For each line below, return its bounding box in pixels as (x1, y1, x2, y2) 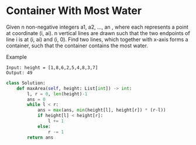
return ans (27, 134, 54, 140)
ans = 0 (27, 96, 46, 102)
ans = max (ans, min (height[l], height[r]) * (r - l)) (37, 107, 166, 113)
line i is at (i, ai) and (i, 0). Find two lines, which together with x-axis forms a (6, 36, 188, 43)
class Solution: (6, 80, 46, 86)
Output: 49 (6, 70, 33, 75)
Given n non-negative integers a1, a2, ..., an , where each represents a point (6, 23, 188, 30)
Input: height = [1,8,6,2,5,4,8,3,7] (6, 64, 98, 71)
